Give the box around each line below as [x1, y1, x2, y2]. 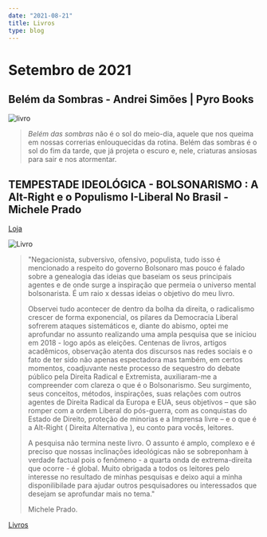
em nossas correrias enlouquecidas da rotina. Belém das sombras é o [27, 137, 257, 148]
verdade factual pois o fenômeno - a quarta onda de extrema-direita [27, 456, 253, 465]
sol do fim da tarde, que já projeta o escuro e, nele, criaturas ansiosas [27, 146, 257, 156]
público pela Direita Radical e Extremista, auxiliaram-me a [27, 372, 218, 381]
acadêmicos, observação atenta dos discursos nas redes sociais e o [27, 346, 253, 356]
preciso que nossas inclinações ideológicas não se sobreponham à [27, 447, 249, 456]
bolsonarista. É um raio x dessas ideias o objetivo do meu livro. [27, 289, 235, 298]
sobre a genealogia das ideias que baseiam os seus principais [27, 272, 233, 282]
